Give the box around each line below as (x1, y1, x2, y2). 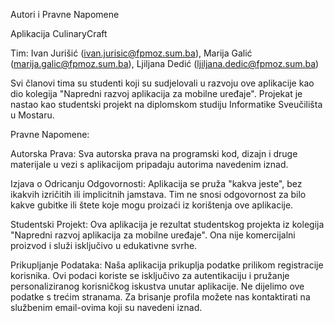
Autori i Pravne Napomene (10, 9, 120, 20)
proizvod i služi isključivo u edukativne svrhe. (10, 240, 198, 251)
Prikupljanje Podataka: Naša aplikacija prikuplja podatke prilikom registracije (10, 259, 324, 271)
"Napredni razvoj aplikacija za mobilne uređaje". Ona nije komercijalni (10, 229, 296, 241)
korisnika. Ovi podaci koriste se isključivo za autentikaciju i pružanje (10, 270, 290, 281)
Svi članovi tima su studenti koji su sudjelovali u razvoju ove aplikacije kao (10, 77, 315, 89)
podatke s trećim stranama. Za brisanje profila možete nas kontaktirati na (10, 291, 311, 303)
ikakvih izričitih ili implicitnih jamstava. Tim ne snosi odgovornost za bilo (10, 189, 307, 200)
